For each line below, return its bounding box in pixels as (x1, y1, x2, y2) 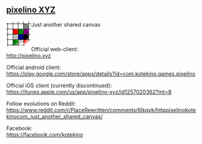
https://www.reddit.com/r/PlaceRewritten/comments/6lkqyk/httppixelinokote (6, 106, 196, 114)
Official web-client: (31, 45, 78, 53)
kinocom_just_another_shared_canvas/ (6, 113, 103, 120)
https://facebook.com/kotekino (6, 131, 83, 138)
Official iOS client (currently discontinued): (6, 82, 112, 89)
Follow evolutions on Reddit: (6, 100, 77, 107)
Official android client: (6, 64, 62, 71)
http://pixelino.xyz (6, 51, 51, 59)
